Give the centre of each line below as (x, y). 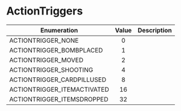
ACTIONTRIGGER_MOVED (46, 60)
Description (155, 30)
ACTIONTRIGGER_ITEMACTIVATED (59, 89)
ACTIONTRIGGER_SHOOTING (51, 69)
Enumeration (59, 30)
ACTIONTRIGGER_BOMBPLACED (56, 50)
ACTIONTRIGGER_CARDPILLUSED (58, 80)
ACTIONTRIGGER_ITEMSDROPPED (59, 99)
